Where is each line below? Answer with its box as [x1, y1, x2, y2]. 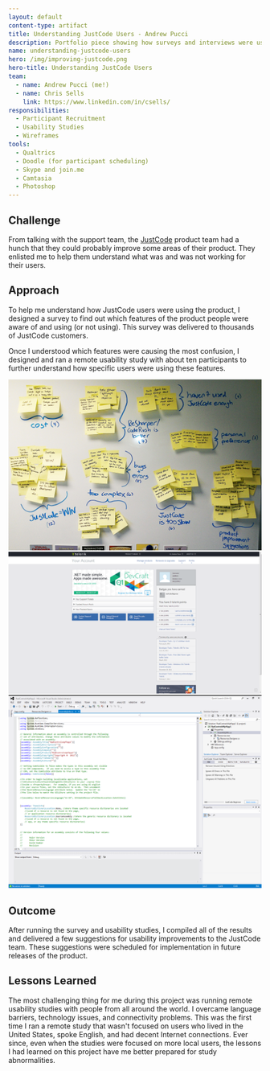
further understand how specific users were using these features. [8, 363, 226, 373]
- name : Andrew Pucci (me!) [15, 80, 110, 88]
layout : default [8, 13, 63, 21]
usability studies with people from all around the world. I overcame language [8, 1003, 262, 1013]
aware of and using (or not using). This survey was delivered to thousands [8, 322, 255, 331]
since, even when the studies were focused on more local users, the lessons [8, 1038, 262, 1048]
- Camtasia [15, 174, 52, 183]
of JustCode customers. [8, 330, 88, 340]
